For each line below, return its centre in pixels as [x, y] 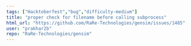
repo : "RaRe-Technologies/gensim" [49, 34]
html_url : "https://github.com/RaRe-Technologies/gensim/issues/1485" [96, 23]
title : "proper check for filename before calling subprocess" [87, 17]
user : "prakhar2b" [29, 28]
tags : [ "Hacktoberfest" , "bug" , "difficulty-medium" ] [72, 12]
